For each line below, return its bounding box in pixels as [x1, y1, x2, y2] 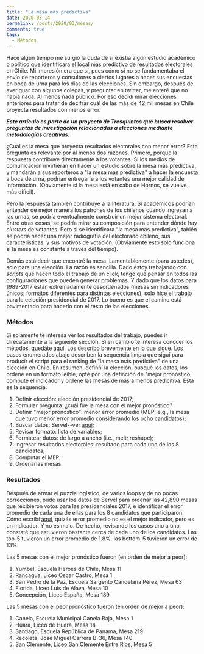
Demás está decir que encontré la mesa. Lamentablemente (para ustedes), [6, 257, 194, 264]
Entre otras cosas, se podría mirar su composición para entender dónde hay [6, 219, 198, 227]
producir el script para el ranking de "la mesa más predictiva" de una [6, 358, 179, 365]
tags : [6, 32, 20, 38]
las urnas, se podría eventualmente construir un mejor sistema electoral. [6, 213, 188, 220]
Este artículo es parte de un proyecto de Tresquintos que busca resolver [6, 118, 194, 125]
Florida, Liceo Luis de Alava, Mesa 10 [15, 584, 108, 592]
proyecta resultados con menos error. [6, 106, 101, 113]
